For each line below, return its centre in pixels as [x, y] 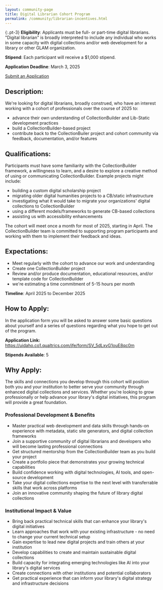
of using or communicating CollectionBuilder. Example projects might [74, 176]
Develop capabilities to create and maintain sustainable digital [74, 553]
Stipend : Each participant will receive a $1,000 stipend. [60, 57]
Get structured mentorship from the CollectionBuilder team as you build [84, 451]
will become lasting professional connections [57, 446]
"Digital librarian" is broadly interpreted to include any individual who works [81, 37]
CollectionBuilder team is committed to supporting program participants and [81, 231]
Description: [24, 91]
